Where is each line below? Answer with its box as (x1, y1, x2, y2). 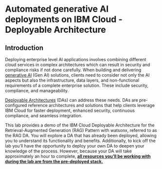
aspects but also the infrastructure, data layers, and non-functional (5, 77, 140, 83)
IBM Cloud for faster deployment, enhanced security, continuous (5, 107, 135, 113)
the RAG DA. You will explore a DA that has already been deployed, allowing (5, 133, 157, 138)
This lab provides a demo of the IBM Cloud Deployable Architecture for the (5, 122, 155, 128)
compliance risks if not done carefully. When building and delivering (5, 67, 142, 73)
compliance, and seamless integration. (5, 113, 83, 118)
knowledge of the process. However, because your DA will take (5, 148, 132, 154)
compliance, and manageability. (5, 88, 69, 93)
